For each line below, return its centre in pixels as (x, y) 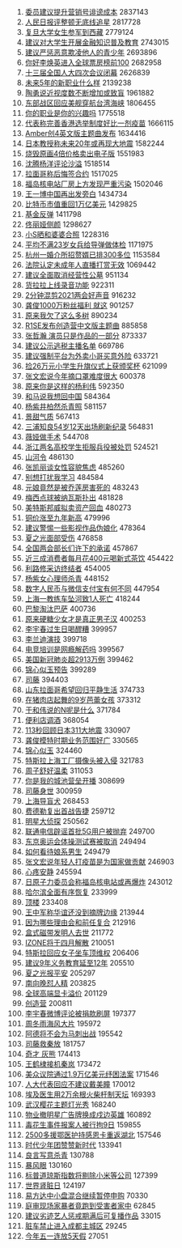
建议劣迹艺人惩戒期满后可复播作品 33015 (93, 1216)
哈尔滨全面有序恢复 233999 (71, 892)
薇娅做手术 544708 (57, 437)
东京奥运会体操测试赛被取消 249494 (85, 841)
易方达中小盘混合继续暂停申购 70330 (87, 1195)
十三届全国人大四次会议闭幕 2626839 (87, 72)
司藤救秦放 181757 (55, 1044)
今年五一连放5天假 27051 (66, 1236)
